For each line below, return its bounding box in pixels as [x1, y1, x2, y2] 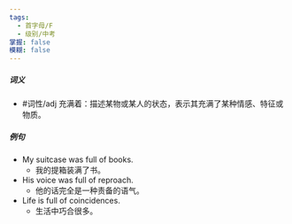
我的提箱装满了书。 [35, 165, 106, 175]
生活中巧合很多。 [35, 205, 98, 217]
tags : [9, 12, 29, 22]
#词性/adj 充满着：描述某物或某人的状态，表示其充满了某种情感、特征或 [21, 98, 284, 109]
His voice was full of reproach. [21, 174, 134, 186]
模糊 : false [9, 46, 50, 55]
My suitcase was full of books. [21, 154, 134, 165]
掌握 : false [9, 37, 50, 47]
